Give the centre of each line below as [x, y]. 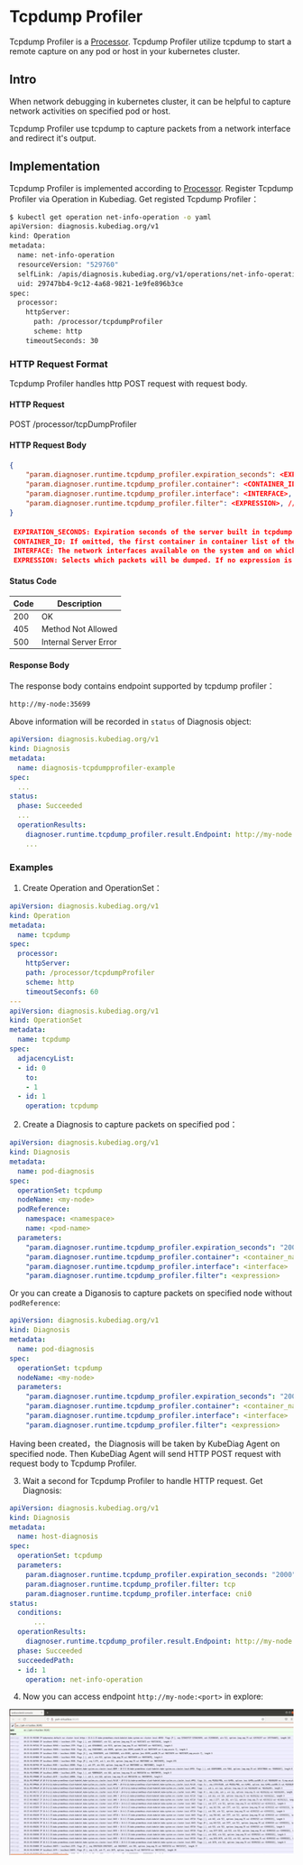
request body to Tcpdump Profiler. [73, 1463]
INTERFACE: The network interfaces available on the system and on [142, 551]
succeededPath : [46, 1660]
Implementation [55, 167]
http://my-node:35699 [50, 705]
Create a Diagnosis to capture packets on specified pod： [130, 1125]
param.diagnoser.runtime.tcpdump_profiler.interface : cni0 [139, 1594]
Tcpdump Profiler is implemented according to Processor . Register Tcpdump [151, 188]
